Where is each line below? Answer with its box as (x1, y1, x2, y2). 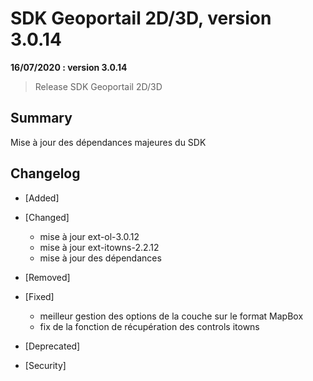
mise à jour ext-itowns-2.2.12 (39, 241, 160, 253)
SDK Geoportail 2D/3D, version (10, 7, 272, 30)
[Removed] (24, 271, 71, 283)
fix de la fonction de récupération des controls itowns (39, 320, 260, 332)
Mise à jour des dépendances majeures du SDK (10, 136, 207, 148)
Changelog (10, 165, 81, 182)
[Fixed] (24, 290, 55, 302)
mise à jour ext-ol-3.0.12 (39, 230, 140, 242)
